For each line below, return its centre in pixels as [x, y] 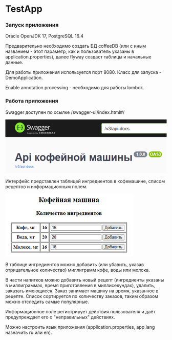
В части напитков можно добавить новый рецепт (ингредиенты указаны [85, 280]
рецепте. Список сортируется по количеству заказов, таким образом [82, 296]
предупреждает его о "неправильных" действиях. [60, 317]
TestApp [24, 9]
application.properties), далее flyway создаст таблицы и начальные [79, 57]
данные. [14, 63]
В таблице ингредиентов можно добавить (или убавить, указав [75, 265]
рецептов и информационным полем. [46, 187]
